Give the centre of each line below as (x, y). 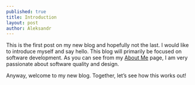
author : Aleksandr (29, 28)
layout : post (22, 23)
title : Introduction (32, 17)
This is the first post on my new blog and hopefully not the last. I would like (97, 45)
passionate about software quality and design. (63, 64)
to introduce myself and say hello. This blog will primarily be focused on (94, 52)
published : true (26, 12)
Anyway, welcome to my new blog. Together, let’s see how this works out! (96, 75)
